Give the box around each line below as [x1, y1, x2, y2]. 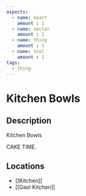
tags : [6, 59, 20, 66]
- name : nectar [12, 25, 50, 32]
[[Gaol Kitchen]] [15, 183, 56, 191]
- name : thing [12, 37, 47, 43]
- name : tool [12, 49, 45, 55]
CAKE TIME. [6, 143, 37, 150]
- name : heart [12, 15, 47, 21]
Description [6, 115, 51, 126]
